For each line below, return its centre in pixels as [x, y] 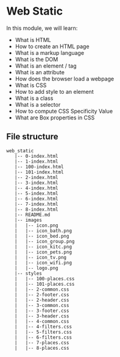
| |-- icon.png [37, 225]
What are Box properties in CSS [55, 118]
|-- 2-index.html [37, 177]
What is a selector [38, 104]
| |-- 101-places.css [44, 284]
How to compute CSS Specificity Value [64, 111]
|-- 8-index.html [37, 209]
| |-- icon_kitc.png [43, 247]
